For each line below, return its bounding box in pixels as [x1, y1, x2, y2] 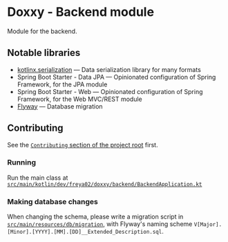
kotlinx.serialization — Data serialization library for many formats [17, 65, 202, 73]
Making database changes [7, 196, 98, 206]
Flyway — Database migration [17, 102, 103, 111]
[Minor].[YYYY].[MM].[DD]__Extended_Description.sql [7, 229, 162, 236]
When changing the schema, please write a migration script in [7, 212, 184, 221]
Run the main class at [7, 174, 68, 182]
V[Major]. [193, 221, 222, 228]
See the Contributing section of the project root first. [7, 140, 158, 149]
